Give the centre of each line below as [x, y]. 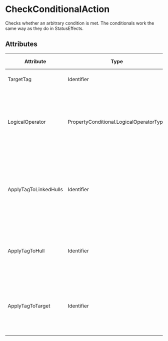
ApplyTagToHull [26, 250]
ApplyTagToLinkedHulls [35, 189]
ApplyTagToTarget [29, 305]
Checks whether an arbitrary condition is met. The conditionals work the [80, 23]
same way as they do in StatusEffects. [44, 28]
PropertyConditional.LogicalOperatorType [117, 122]
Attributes [21, 44]
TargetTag [19, 79]
